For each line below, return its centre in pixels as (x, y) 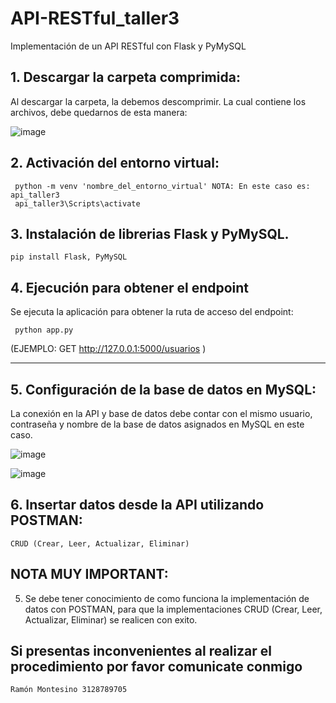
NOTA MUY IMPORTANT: (89, 574)
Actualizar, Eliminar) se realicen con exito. (111, 619)
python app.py (44, 330)
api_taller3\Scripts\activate (77, 203)
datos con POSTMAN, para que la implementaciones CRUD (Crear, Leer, (173, 609)
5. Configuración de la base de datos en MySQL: (163, 389)
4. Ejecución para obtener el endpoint (130, 287)
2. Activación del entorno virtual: (115, 163)
